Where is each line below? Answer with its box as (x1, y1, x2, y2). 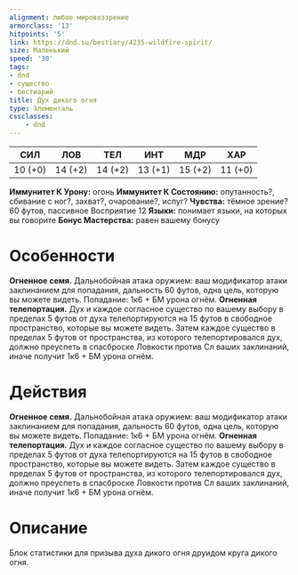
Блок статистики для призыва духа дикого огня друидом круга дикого (9, 547, 278, 558)
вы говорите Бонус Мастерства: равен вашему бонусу (9, 215, 221, 225)
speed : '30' (9, 54, 53, 63)
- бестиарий (9, 87, 53, 96)
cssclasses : (9, 112, 53, 121)
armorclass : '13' (9, 21, 74, 30)
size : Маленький (9, 46, 69, 55)
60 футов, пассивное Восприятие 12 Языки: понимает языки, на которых (9, 205, 287, 216)
